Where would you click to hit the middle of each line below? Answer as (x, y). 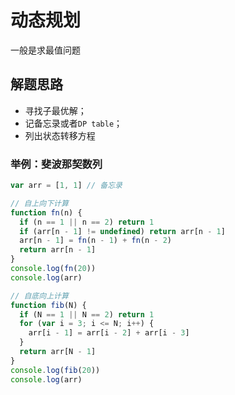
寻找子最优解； (55, 110)
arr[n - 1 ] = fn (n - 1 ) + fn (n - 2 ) (95, 241)
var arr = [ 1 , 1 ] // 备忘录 (66, 186)
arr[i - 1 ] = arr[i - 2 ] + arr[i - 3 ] (109, 333)
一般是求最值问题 (45, 50)
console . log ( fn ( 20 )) (53, 269)
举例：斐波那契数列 (56, 164)
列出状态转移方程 (60, 135)
